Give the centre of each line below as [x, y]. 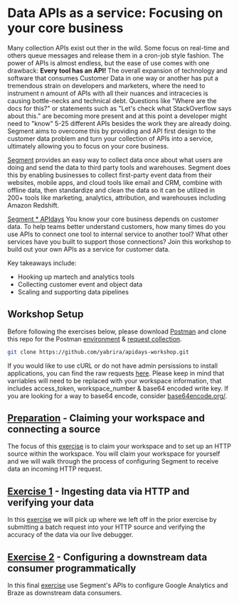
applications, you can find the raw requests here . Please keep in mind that [116, 373]
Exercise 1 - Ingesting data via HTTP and [99, 491]
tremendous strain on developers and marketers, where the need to [106, 85]
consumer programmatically [72, 568]
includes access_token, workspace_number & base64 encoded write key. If [118, 388]
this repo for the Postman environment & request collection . [95, 338]
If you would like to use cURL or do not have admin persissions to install [113, 365]
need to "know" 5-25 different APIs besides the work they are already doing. [119, 123]
